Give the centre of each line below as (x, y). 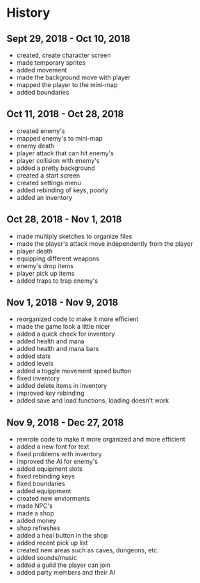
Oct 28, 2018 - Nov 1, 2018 (64, 220)
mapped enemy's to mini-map (60, 138)
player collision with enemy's (58, 160)
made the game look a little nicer (63, 327)
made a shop (35, 513)
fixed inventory (38, 378)
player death (34, 251)
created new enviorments (53, 499)
